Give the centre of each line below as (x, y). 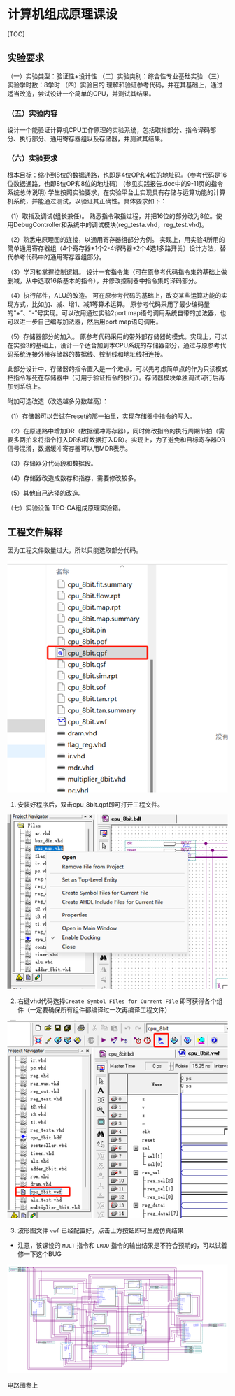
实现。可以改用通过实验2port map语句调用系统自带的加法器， (131, 313)
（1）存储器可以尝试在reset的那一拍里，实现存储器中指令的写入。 (102, 416)
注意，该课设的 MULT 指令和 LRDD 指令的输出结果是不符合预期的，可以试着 (122, 1246)
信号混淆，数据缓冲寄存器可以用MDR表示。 (69, 449)
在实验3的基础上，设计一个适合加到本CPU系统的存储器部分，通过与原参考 (114, 345)
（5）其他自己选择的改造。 (46, 493)
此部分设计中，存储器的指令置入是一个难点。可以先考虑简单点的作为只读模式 (117, 369)
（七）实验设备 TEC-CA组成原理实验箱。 (66, 508)
